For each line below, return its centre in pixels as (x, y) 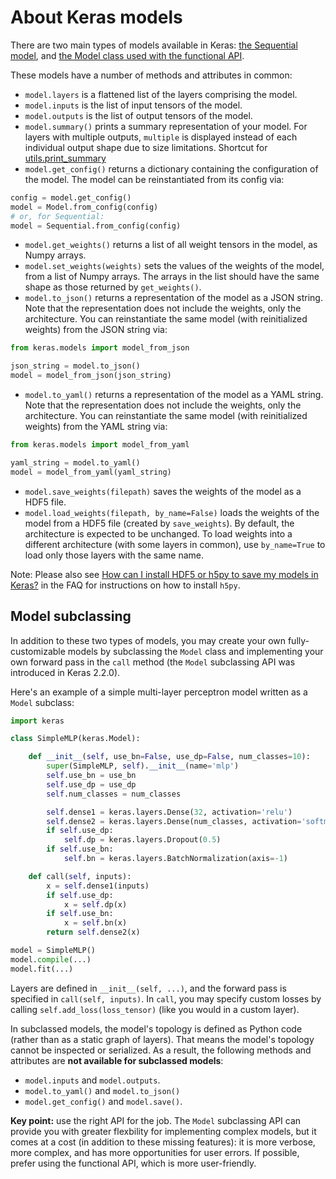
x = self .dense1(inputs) (98, 886)
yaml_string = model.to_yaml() (75, 462)
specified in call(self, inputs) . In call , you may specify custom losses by (166, 998)
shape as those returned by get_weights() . (113, 287)
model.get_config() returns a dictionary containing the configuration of (171, 168)
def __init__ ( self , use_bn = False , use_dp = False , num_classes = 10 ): (169, 757)
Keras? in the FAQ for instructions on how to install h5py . (125, 585)
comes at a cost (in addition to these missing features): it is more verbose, (163, 1142)
